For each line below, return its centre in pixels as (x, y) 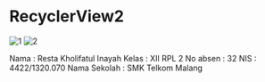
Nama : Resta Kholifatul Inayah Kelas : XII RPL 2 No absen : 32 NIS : (133, 58)
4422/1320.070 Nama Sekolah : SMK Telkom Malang (106, 68)
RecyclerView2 (67, 16)
